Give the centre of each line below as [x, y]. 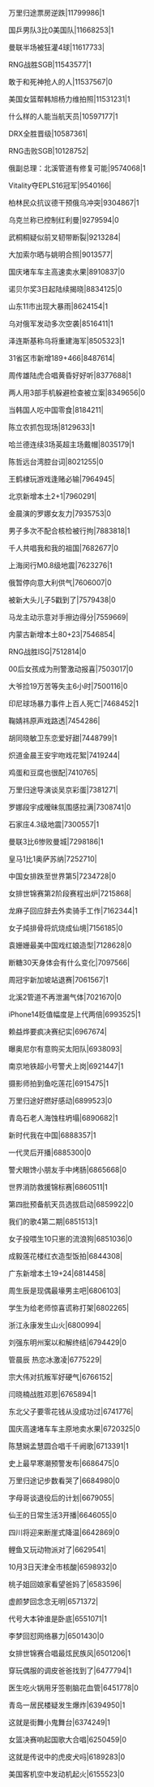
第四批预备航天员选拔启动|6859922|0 [71, 1204]
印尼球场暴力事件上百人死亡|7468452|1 [74, 703]
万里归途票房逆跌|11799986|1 [57, 13]
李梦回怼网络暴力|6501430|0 [56, 1636]
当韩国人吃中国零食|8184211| [56, 410]
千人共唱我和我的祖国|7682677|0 [64, 548]
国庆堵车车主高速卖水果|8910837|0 [67, 272]
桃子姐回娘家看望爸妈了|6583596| [65, 1584]
